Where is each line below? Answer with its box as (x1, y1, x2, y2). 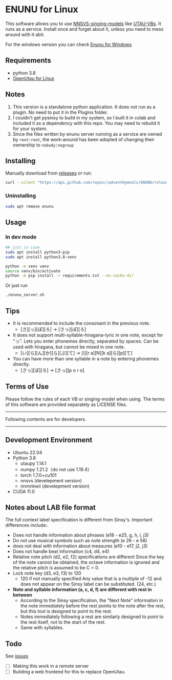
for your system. (12, 125, 48, 132)
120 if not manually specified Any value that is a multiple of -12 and (20, 576, 162, 582)
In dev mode (5, 233, 37, 240)
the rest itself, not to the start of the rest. (20, 619, 106, 625)
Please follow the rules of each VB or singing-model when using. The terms (5, 396, 165, 402)
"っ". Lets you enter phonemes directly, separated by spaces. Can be (12, 338, 159, 344)
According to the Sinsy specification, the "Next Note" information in (20, 598, 163, 604)
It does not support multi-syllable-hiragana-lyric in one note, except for (12, 332, 163, 338)
